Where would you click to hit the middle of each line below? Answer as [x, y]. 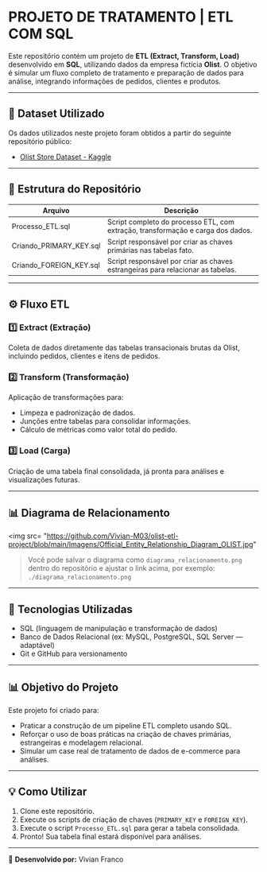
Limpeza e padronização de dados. [77, 413]
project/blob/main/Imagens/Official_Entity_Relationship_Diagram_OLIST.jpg [131, 545]
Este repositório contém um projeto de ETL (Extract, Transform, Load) [124, 56]
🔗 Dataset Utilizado [56, 114]
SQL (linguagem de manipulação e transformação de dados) [119, 629]
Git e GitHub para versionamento [74, 654]
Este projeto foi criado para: [54, 711]
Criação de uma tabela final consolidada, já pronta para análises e [116, 471]
